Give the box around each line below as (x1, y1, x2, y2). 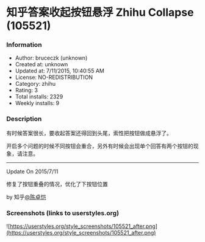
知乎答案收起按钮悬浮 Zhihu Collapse (6, 5, 194, 19)
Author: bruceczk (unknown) (15, 54, 88, 61)
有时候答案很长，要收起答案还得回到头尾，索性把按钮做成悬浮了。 (6, 129, 172, 137)
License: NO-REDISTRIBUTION (15, 74, 93, 81)
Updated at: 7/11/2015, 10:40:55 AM (15, 67, 105, 75)
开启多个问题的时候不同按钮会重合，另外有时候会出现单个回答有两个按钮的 (6, 142, 193, 150)
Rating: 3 (15, 86, 38, 94)
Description (6, 115, 42, 123)
